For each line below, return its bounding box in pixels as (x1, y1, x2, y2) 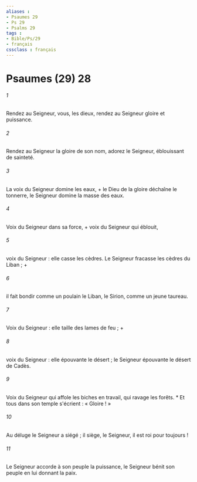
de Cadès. (6, 362, 31, 369)
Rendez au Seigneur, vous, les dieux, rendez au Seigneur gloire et (6, 110, 165, 117)
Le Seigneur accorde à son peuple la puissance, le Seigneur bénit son (6, 463, 175, 470)
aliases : (6, 8, 30, 15)
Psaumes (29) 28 (6, 72, 91, 85)
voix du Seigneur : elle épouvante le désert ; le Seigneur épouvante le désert (6, 356, 191, 363)
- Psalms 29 (6, 25, 35, 31)
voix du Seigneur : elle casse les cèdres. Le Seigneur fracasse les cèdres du (6, 254, 191, 262)
